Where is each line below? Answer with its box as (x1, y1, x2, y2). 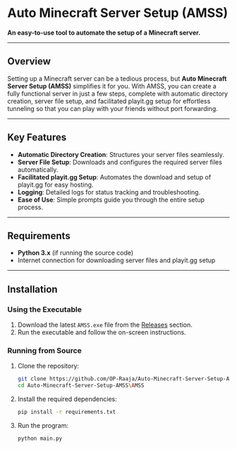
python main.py (17, 435, 63, 442)
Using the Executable (7, 304, 83, 314)
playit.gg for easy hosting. (17, 180, 94, 189)
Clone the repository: (17, 362, 80, 371)
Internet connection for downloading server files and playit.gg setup (17, 256, 216, 264)
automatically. (17, 165, 59, 174)
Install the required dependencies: (17, 395, 118, 404)
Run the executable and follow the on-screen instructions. (17, 328, 186, 337)
